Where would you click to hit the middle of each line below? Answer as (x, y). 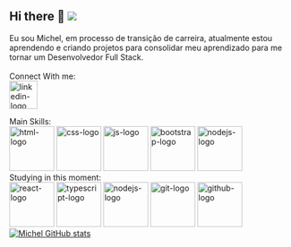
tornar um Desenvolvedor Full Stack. (77, 57)
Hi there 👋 (37, 17)
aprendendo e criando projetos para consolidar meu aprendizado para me (146, 47)
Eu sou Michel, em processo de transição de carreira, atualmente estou (141, 38)
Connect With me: (43, 76)
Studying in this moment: (55, 177)
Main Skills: (30, 121)
